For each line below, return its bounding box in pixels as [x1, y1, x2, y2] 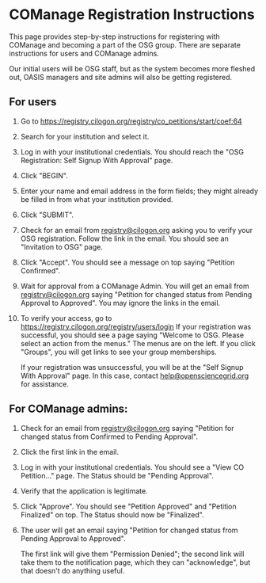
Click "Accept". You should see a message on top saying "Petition [20, 257, 235, 267]
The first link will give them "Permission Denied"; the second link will [20, 549, 245, 558]
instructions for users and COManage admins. [9, 48, 159, 58]
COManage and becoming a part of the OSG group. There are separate [9, 40, 241, 49]
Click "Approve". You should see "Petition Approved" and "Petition [20, 501, 237, 511]
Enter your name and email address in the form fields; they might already [20, 186, 259, 196]
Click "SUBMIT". [20, 210, 74, 219]
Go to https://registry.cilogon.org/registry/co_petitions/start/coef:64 [20, 116, 242, 126]
